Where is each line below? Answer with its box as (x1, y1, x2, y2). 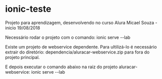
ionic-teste (5, 3, 52, 15)
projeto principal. (5, 54, 40, 60)
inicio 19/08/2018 (5, 25, 41, 30)
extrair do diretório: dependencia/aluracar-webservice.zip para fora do (5, 49, 150, 55)
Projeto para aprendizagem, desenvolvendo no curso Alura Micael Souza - (5, 20, 158, 26)
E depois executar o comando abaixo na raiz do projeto (5, 64, 118, 70)
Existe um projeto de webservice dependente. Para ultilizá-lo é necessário (5, 44, 157, 50)
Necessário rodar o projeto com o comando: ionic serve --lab (5, 34, 130, 40)
